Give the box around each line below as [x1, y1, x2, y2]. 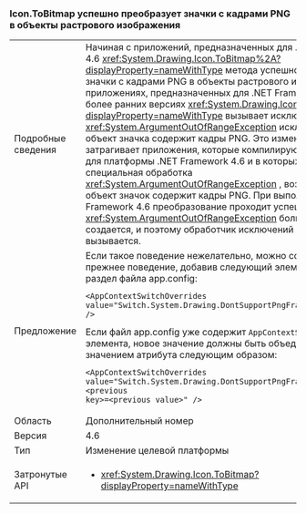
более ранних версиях [85, 98, 187, 111]
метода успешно [224, 64, 301, 77]
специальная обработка [85, 167, 193, 180]
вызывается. [85, 235, 141, 248]
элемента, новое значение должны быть [85, 337, 267, 350]
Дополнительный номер [85, 415, 194, 427]
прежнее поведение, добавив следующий [85, 261, 273, 273]
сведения [14, 144, 57, 157]
